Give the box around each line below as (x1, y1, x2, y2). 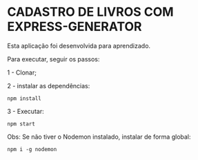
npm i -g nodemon (7, 146, 57, 152)
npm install (7, 94, 41, 102)
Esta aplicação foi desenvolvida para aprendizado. (7, 41, 150, 50)
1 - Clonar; (7, 68, 37, 77)
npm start (7, 120, 36, 128)
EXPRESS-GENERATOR (7, 19, 142, 34)
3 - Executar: (7, 107, 44, 115)
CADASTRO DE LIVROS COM (7, 4, 174, 20)
